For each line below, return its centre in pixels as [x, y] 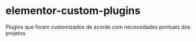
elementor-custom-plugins [73, 11]
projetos [16, 33]
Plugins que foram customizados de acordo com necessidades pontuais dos [98, 27]
